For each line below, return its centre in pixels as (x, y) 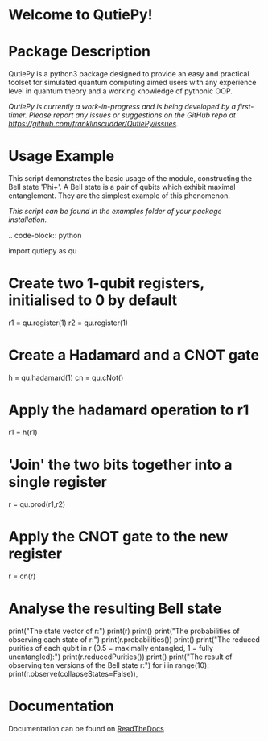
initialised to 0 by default (93, 301)
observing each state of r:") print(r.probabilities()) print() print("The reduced (134, 639)
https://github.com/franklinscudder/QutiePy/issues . (93, 124)
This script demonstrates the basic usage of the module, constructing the (130, 179)
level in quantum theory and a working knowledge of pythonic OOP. (121, 91)
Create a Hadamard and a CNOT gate (134, 355)
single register (58, 482)
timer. (18, 115)
